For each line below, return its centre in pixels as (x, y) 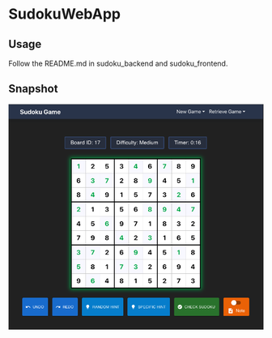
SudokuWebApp (65, 14)
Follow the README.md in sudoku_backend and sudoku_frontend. (118, 63)
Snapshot (33, 89)
